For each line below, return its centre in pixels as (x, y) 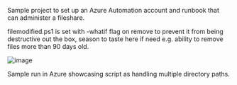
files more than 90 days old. (48, 46)
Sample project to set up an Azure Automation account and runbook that (114, 10)
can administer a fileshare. (46, 18)
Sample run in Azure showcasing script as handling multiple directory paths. (119, 74)
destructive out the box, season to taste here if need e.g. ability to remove (115, 39)
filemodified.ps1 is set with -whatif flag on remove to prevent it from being (115, 32)
